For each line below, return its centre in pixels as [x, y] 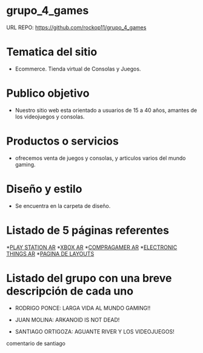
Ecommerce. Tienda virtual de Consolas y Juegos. [78, 69]
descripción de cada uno [70, 291]
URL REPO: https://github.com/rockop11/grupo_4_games [76, 27]
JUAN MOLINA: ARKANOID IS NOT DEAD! [67, 320]
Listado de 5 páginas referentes [88, 230]
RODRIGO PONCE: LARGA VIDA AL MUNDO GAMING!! [83, 308]
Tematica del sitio [52, 52]
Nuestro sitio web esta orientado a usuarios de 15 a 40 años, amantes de [106, 110]
